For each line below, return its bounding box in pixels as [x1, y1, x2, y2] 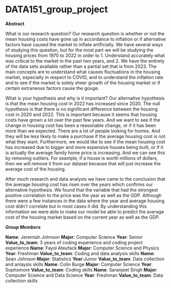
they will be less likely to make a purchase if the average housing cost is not [5, 133, 165, 139]
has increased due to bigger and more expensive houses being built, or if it [5, 144, 164, 150]
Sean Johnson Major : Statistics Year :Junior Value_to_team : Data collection [5, 256, 165, 262]
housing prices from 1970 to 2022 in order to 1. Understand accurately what [5, 52, 165, 59]
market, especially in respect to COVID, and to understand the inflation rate [5, 74, 164, 80]
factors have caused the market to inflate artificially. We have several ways [5, 41, 163, 47]
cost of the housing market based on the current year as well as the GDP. [5, 214, 160, 220]
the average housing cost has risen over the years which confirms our [5, 181, 154, 187]
